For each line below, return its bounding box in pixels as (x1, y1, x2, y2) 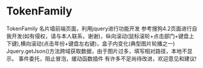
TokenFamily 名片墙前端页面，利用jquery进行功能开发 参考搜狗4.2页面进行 (6, 25, 192, 32)
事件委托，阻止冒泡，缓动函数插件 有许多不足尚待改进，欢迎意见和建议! (18, 55, 197, 62)
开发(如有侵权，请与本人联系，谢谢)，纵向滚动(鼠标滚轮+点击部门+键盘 (11, 32, 189, 40)
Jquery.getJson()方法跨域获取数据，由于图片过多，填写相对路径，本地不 (6, 47, 188, 55)
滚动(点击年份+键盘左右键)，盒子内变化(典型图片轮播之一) (31, 40, 175, 47)
